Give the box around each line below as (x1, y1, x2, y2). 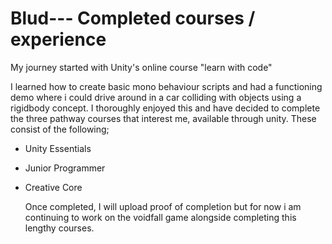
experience (10, 28, 107, 51)
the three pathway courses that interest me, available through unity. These (10, 112, 317, 124)
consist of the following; (10, 123, 110, 135)
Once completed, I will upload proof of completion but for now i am (24, 200, 302, 212)
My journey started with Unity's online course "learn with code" (10, 61, 273, 73)
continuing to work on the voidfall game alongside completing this (24, 211, 297, 223)
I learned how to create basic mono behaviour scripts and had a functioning (10, 80, 323, 92)
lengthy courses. (24, 222, 95, 234)
